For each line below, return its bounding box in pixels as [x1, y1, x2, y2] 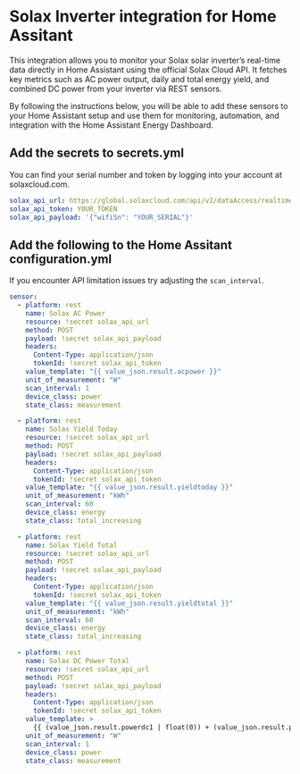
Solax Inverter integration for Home [9, 6, 277, 27]
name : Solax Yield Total [25, 541, 118, 550]
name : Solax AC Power [25, 308, 105, 318]
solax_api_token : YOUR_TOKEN [9, 204, 118, 214]
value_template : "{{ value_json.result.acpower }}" [25, 367, 221, 376]
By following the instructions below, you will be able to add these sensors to [9, 100, 288, 111]
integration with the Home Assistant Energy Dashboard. [9, 119, 214, 130]
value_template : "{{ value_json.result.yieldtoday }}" [25, 483, 234, 492]
